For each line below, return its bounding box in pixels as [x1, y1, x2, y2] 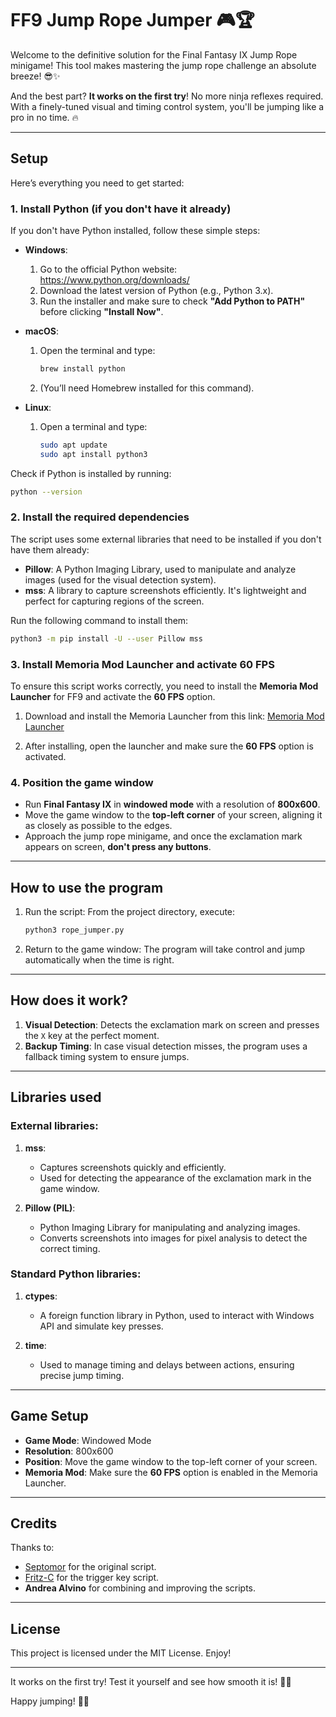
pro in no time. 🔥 [10, 111, 79, 123]
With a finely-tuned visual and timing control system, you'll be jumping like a [10, 100, 325, 112]
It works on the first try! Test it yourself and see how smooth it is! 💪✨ [10, 1676, 292, 1688]
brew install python [39, 364, 126, 374]
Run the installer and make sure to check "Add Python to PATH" [39, 295, 306, 307]
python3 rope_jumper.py [24, 925, 125, 936]
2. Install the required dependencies [10, 510, 190, 524]
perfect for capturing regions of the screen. [24, 595, 205, 607]
